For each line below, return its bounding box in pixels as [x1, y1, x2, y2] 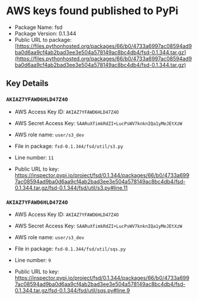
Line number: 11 [14, 154, 54, 161]
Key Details [6, 79, 49, 89]
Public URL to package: [14, 36, 72, 43]
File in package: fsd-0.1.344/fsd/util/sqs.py [14, 245, 126, 252]
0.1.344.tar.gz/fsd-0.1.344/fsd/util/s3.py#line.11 [14, 184, 128, 191]
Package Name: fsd [14, 24, 63, 31]
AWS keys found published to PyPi [6, 4, 179, 18]
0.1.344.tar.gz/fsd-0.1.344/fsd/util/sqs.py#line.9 [14, 286, 130, 294]
